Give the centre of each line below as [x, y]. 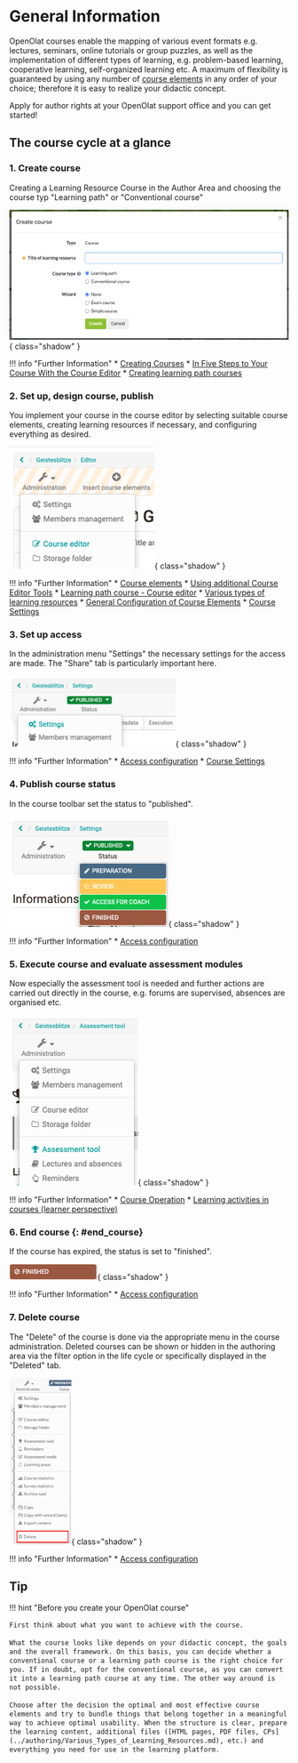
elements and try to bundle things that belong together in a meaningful [149, 1714]
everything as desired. [50, 434]
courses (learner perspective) [63, 1209]
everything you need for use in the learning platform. [114, 1750]
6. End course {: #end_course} [76, 1232]
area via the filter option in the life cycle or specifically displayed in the [138, 1356]
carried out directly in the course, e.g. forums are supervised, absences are [147, 993]
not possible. [35, 1687]
